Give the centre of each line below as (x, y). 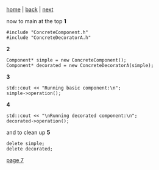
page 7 (15, 160)
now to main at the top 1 (37, 21)
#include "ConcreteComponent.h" (47, 32)
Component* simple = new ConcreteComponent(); (66, 60)
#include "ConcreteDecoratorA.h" (49, 38)
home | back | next (30, 9)
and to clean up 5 (28, 132)
